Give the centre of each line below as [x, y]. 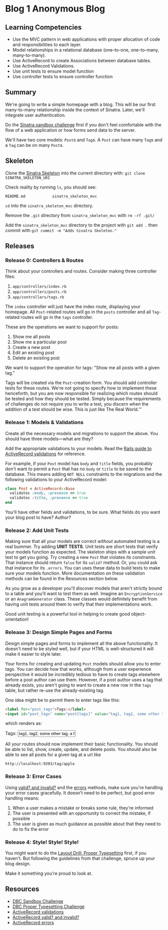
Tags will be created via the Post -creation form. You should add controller [81, 383]
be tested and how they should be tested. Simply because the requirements [83, 399]
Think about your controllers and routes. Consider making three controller [81, 271]
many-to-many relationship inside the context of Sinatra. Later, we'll [75, 110]
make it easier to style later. [33, 654]
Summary [21, 92]
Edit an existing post [33, 353]
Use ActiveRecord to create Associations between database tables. [82, 60]
